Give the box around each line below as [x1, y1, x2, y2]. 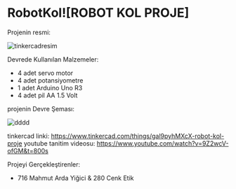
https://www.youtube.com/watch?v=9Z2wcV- [96, 139, 229, 148]
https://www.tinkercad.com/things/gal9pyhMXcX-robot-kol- [51, 132, 225, 140]
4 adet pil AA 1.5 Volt [17, 91, 78, 99]
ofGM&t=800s [7, 146, 49, 155]
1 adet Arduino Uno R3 [17, 83, 83, 92]
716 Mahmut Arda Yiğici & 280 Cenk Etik [17, 174, 135, 182]
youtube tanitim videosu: [23, 139, 96, 148]
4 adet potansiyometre [17, 76, 84, 85]
